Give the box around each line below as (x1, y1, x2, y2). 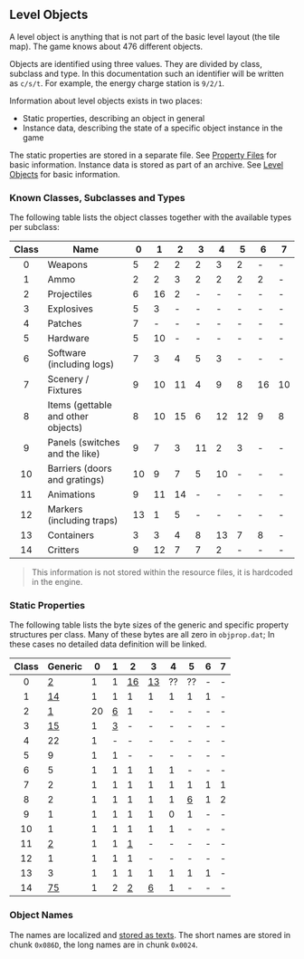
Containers (47, 529, 95, 542)
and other (47, 410, 89, 423)
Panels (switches (47, 436, 120, 449)
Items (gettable (47, 398, 113, 411)
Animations (47, 488, 96, 501)
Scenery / (47, 373, 90, 386)
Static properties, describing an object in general (22, 112, 205, 123)
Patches (47, 317, 83, 330)
